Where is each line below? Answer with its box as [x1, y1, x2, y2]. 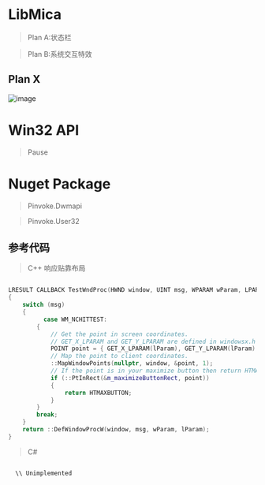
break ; [36, 411, 58, 419]
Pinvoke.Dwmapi [27, 201, 83, 211]
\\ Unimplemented [15, 469, 73, 477]
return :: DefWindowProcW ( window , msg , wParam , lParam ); [22, 426, 211, 434]
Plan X [8, 73, 41, 86]
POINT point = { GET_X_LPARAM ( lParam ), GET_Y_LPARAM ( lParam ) [50, 345, 256, 353]
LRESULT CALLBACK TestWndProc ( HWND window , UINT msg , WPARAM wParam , [8, 286, 242, 294]
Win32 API [8, 121, 80, 139]
